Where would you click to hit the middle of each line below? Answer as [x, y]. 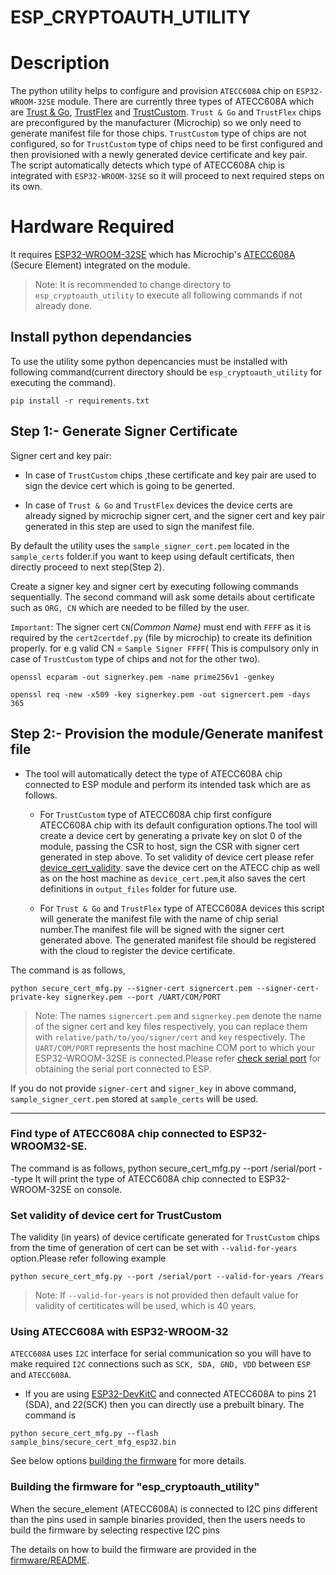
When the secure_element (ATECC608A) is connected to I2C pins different [164, 1508]
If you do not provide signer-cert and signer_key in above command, [153, 1088]
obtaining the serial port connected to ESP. [123, 1068]
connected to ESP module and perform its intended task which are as [167, 784]
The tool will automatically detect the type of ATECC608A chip [153, 773]
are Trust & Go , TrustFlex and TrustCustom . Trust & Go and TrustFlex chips [166, 112]
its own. [26, 187]
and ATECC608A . [41, 1375]
